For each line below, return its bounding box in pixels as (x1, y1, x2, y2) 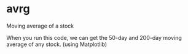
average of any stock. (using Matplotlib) (6, 40, 108, 48)
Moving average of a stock (6, 22, 74, 29)
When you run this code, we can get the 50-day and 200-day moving (6, 34, 182, 41)
